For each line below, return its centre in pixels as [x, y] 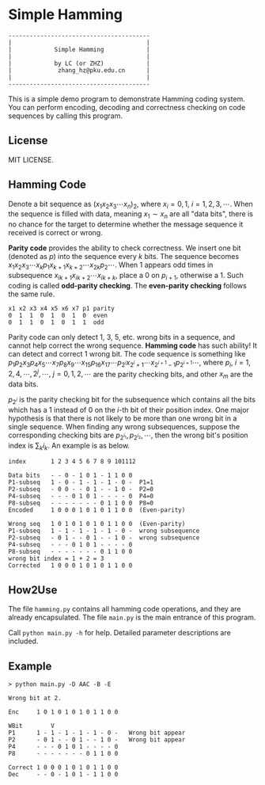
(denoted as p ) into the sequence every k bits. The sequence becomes [124, 257]
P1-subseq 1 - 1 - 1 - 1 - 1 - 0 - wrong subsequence [104, 531]
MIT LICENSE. [31, 159]
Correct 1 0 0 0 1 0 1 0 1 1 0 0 [63, 768]
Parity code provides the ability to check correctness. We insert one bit [125, 248]
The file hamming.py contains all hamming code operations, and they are [125, 609]
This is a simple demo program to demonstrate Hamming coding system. [127, 99]
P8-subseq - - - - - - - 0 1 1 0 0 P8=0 [81, 503]
